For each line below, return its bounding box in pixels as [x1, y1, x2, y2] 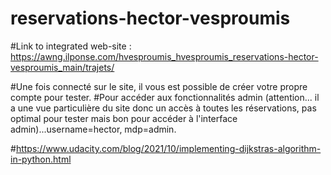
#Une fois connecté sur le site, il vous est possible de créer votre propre [10, 80, 308, 92]
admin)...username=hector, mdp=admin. [10, 123, 177, 135]
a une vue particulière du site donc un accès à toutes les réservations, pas [10, 102, 317, 114]
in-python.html [10, 153, 72, 165]
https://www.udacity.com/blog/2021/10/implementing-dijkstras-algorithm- [15, 142, 322, 154]
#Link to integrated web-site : [10, 40, 132, 52]
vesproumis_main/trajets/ [10, 61, 115, 73]
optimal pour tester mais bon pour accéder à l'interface [10, 112, 238, 124]
